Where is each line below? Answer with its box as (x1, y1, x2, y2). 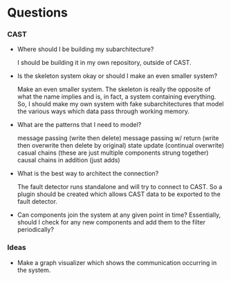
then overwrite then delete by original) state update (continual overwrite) (17, 142, 225, 150)
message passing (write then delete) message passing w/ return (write (17, 134, 219, 142)
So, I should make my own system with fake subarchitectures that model (17, 100, 224, 108)
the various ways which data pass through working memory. (17, 107, 190, 115)
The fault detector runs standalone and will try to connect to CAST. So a (17, 183, 223, 191)
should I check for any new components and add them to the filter (17, 218, 206, 226)
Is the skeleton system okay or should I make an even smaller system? (17, 72, 218, 80)
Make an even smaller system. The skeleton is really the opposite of (17, 85, 211, 94)
